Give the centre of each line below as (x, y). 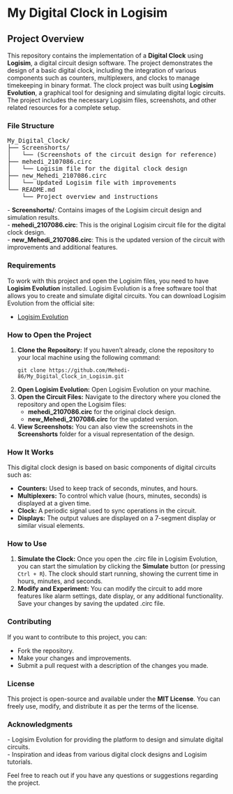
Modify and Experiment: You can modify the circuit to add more (110, 589)
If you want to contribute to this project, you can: (77, 637)
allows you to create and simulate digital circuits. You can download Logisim (117, 295)
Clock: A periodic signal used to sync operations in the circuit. (107, 511)
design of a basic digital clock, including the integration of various (102, 70)
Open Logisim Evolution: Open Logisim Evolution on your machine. (114, 389)
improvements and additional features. (62, 247)
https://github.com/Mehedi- (89, 370)
